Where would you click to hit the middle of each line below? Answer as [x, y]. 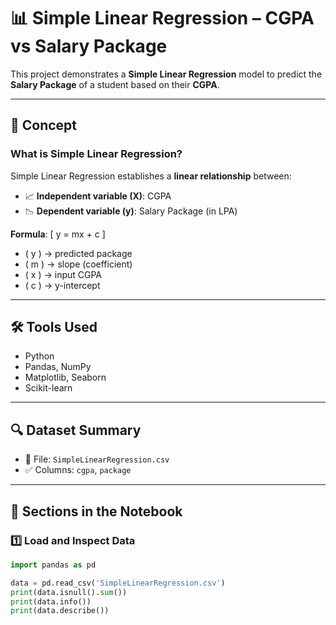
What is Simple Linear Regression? [96, 154]
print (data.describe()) [60, 611]
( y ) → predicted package [78, 253]
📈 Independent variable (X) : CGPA [98, 196]
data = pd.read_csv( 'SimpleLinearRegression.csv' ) [118, 583]
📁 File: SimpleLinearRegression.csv [97, 459]
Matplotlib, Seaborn [65, 377]
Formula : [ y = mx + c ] [58, 234]
